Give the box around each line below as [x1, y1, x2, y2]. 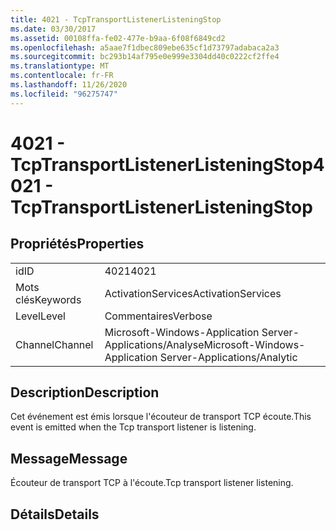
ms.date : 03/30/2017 [10, 24, 97, 34]
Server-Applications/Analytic [159, 350, 298, 364]
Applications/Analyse [104, 337, 205, 351]
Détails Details [10, 506, 100, 523]
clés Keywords [15, 292, 82, 306]
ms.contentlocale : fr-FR [10, 71, 114, 81]
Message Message [10, 450, 128, 467]
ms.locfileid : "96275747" [10, 89, 118, 99]
